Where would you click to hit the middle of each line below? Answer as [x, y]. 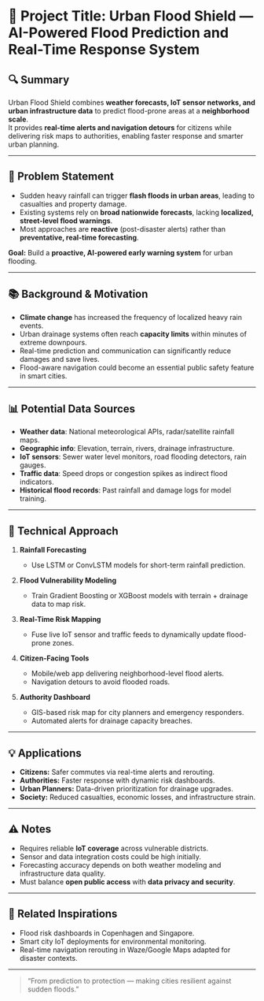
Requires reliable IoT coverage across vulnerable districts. [114, 848]
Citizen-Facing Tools [54, 658]
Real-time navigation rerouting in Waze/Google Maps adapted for [125, 950]
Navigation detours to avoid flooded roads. [101, 682]
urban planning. [34, 144]
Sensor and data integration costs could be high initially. [110, 856]
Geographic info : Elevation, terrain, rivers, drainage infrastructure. [127, 448]
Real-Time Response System [104, 50]
